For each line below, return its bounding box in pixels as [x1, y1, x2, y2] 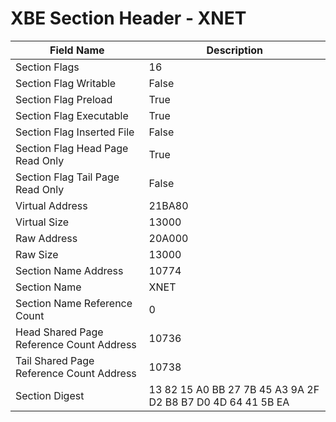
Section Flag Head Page [15, 141, 129, 155]
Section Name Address [15, 263, 124, 277]
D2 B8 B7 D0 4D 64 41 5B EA [148, 395, 290, 409]
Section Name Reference [15, 296, 133, 310]
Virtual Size [15, 215, 70, 229]
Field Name [49, 43, 105, 57]
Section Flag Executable [15, 108, 129, 122]
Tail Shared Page [15, 353, 95, 367]
